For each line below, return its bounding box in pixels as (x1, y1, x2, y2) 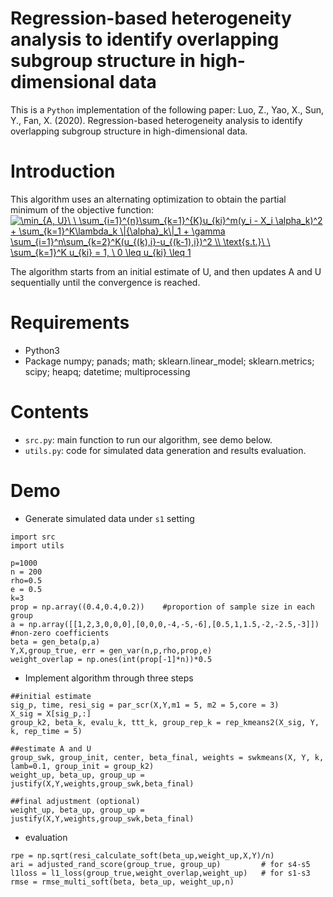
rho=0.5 (10, 575, 43, 586)
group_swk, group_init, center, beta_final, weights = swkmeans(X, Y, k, (10, 752, 325, 762)
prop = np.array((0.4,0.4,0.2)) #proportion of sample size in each (10, 602, 315, 612)
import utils (10, 540, 65, 551)
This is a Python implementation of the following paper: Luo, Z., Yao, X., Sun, (10, 103, 324, 116)
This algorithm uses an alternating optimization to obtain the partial (10, 193, 287, 205)
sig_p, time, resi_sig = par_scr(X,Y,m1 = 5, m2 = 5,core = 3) (10, 700, 280, 710)
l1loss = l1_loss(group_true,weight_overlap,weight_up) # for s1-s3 (10, 868, 311, 878)
